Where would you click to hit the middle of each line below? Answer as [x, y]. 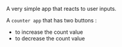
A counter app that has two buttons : [52, 20]
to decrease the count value [50, 38]
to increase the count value [49, 32]
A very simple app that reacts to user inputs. [61, 9]
